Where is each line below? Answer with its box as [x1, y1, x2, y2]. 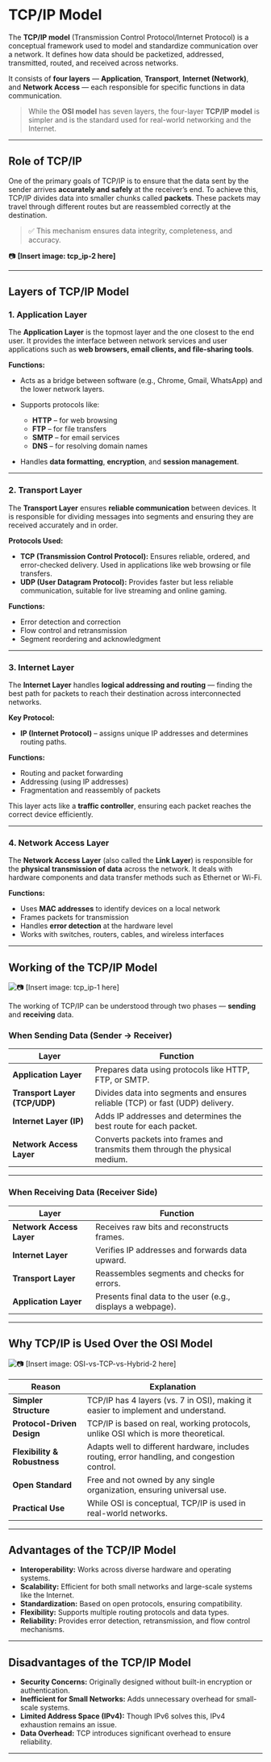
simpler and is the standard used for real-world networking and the [27, 115, 252, 124]
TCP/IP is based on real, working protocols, [86, 1418, 251, 1429]
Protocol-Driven [12, 1418, 77, 1429]
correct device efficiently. [8, 810, 94, 819]
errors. [95, 1277, 121, 1289]
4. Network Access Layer [8, 837, 110, 848]
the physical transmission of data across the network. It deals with [8, 864, 233, 874]
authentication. [19, 1685, 70, 1695]
